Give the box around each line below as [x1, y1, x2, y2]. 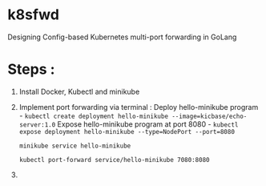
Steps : [7, 60, 55, 79]
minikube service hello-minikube [18, 142, 131, 150]
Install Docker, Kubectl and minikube [18, 87, 140, 96]
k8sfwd [7, 6, 59, 24]
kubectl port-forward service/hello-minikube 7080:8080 [18, 156, 210, 164]
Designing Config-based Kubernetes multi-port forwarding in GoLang [7, 32, 237, 42]
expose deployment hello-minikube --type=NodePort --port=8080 [18, 127, 236, 135]
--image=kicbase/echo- [171, 112, 248, 120]
